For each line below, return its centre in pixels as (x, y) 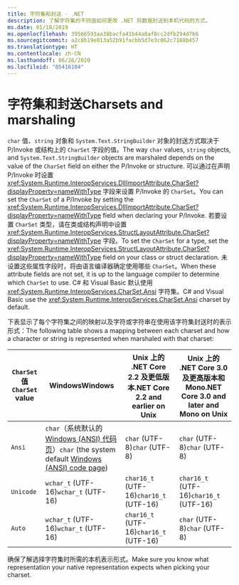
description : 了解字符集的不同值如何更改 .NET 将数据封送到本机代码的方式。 (109, 21)
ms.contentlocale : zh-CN (44, 54)
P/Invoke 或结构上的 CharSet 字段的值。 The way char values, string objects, (119, 149)
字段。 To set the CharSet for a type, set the (166, 241)
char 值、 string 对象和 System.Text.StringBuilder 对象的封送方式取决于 (113, 140)
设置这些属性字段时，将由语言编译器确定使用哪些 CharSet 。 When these (112, 266)
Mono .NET (203, 387)
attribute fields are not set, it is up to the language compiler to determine (113, 274)
